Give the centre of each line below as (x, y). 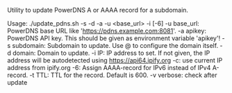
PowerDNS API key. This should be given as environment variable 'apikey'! (114, 38)
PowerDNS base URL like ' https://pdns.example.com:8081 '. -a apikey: (107, 31)
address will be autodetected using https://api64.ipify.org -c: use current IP (115, 60)
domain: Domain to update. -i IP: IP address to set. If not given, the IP (111, 53)
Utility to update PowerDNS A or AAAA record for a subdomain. (98, 10)
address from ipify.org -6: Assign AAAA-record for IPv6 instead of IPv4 (109, 68)
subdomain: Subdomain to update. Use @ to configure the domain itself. (115, 45)
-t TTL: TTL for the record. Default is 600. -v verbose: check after (123, 75)
